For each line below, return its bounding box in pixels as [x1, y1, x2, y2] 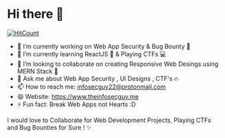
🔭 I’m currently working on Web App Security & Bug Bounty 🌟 [16, 42, 191, 50]
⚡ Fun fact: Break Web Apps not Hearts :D [16, 100, 136, 108]
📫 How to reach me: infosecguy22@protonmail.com [16, 82, 166, 91]
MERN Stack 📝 [16, 67, 58, 75]
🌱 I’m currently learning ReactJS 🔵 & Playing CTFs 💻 [16, 49, 167, 58]
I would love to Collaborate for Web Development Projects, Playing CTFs [7, 116, 211, 124]
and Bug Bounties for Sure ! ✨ [7, 123, 92, 131]
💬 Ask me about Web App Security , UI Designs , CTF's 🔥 [16, 74, 179, 82]
